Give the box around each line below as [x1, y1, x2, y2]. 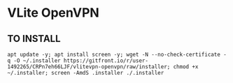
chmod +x [173, 63, 199, 70]
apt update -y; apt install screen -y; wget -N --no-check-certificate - [7, 51, 227, 58]
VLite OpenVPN [7, 5, 99, 21]
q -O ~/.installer [7, 57, 61, 64]
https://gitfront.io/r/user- [63, 57, 149, 64]
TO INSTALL [7, 33, 61, 45]
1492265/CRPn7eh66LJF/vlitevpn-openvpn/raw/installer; [7, 63, 171, 70]
